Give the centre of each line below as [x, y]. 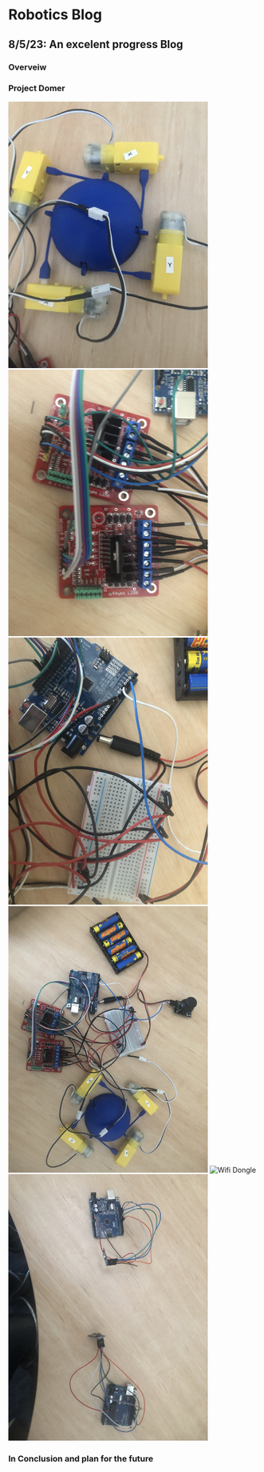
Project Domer [37, 88]
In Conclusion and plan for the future [81, 1459]
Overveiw [28, 67]
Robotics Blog [55, 15]
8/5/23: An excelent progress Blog [96, 44]
